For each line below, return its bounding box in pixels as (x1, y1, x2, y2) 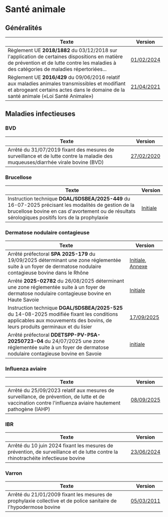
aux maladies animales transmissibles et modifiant (7, 80, 126, 87)
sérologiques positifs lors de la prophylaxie (7, 214, 108, 221)
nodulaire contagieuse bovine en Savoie (7, 350, 102, 357)
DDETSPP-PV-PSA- (50, 331, 101, 338)
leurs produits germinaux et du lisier (7, 323, 92, 330)
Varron (5, 469, 22, 476)
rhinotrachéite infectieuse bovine (7, 454, 85, 461)
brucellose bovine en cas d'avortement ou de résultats (7, 207, 136, 214)
